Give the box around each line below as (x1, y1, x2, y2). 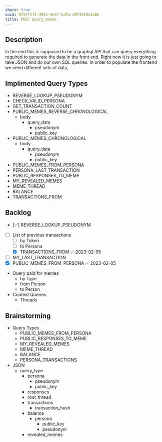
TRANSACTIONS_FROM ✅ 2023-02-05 (19, 249, 101, 255)
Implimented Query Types (5, 79, 88, 88)
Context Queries (12, 292, 46, 298)
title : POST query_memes (5, 17, 57, 22)
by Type (19, 276, 37, 282)
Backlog (5, 208, 31, 217)
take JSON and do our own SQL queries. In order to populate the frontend (5, 59, 157, 65)
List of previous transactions (12, 232, 71, 238)
